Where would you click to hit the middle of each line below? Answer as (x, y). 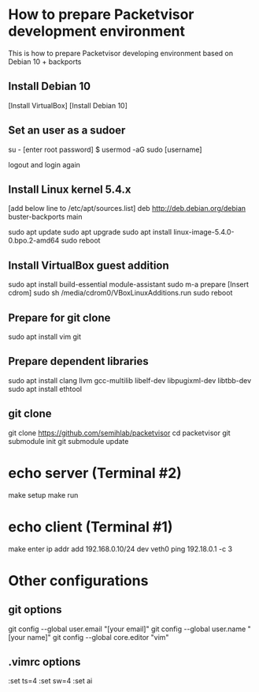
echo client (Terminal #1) (91, 527)
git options (35, 610)
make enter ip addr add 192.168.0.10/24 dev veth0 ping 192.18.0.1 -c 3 (120, 549)
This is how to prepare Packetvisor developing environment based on (121, 53)
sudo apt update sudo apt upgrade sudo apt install (90, 232)
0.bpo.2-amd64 (34, 241)
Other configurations (78, 580)
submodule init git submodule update (68, 441)
